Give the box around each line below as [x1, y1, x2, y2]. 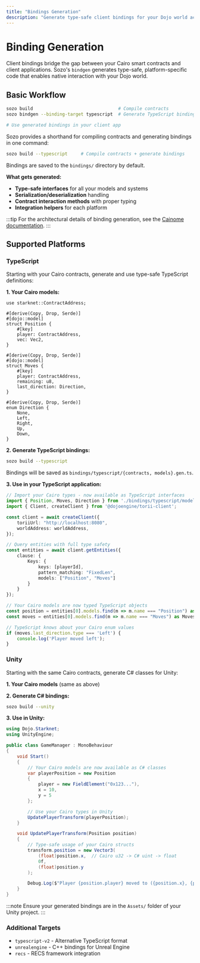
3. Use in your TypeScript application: [6, 481, 102, 488]
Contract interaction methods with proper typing [14, 197, 137, 205]
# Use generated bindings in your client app [6, 122, 121, 128]
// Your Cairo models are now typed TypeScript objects [6, 602, 148, 609]
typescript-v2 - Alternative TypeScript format [14, 937, 128, 944]
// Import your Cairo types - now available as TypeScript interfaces [6, 492, 185, 498]
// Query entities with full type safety [6, 542, 111, 548]
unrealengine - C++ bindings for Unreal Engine [14, 943, 130, 951]
